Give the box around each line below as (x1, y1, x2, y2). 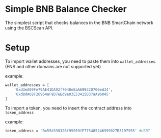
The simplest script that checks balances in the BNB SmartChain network (5, 20, 154, 26)
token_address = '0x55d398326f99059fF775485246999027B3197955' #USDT (5, 129, 151, 134)
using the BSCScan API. (5, 25, 54, 30)
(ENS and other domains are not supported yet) (5, 63, 101, 69)
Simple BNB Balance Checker (5, 3, 127, 15)
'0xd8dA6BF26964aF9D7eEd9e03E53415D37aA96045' (14, 92, 111, 97)
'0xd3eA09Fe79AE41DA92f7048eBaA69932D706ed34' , (14, 87, 113, 92)
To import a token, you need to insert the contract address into (5, 105, 132, 111)
